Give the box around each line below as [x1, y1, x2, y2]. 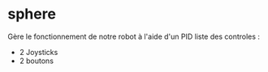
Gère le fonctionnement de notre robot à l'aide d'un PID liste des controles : [7, 32, 261, 41]
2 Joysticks [19, 47, 58, 57]
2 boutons [19, 56, 54, 66]
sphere [7, 5, 56, 23]
